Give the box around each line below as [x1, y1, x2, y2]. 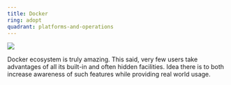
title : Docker [7, 10, 49, 17]
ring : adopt [7, 17, 42, 24]
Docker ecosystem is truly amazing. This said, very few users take [7, 55, 198, 63]
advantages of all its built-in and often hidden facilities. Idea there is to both [7, 63, 225, 71]
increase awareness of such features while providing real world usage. [7, 70, 211, 79]
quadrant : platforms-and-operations [7, 23, 114, 30]
